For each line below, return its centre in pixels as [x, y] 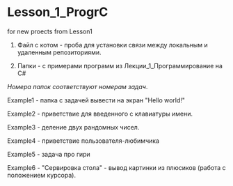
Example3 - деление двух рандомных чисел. [73, 127]
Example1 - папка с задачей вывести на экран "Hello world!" [96, 100]
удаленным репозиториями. [59, 52]
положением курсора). [42, 175]
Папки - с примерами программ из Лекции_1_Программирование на [120, 65]
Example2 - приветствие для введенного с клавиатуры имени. [100, 114]
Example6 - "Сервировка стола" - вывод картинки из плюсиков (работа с [116, 167]
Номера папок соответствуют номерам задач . [78, 86]
